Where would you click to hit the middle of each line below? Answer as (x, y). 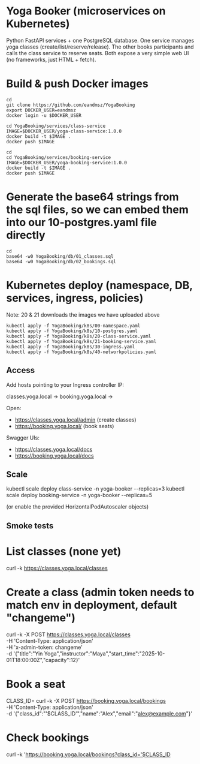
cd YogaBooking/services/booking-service (59, 157)
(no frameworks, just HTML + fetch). (51, 59)
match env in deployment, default (92, 605)
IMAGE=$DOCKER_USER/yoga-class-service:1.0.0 (64, 131)
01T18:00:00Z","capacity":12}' (43, 660)
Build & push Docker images (77, 84)
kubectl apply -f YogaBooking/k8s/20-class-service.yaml (79, 336)
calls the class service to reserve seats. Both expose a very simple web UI (98, 53)
